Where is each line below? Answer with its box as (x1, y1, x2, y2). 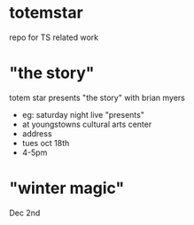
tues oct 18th (21, 137, 70, 148)
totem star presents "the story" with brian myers (9, 92, 186, 103)
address (21, 128, 52, 139)
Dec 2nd (9, 207, 41, 218)
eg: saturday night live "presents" (21, 109, 144, 120)
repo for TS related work (9, 32, 99, 43)
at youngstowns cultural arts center (21, 119, 152, 129)
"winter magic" (9, 178, 125, 198)
